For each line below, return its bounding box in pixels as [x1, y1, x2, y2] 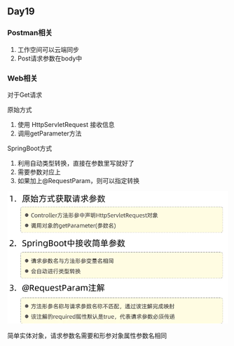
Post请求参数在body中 [17, 54, 83, 62]
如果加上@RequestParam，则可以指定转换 [17, 176, 140, 185]
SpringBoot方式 [7, 144, 53, 152]
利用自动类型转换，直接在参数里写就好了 [17, 159, 135, 167]
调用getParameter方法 [17, 129, 82, 138]
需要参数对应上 [17, 168, 61, 176]
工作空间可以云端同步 [17, 45, 79, 53]
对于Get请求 [7, 91, 43, 99]
